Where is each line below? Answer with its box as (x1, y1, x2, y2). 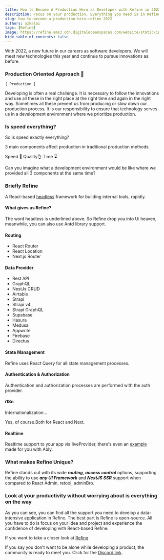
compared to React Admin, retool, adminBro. (5, 480, 95, 486)
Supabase (12, 312, 33, 318)
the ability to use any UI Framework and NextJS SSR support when (5, 475, 141, 481)
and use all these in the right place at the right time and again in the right (5, 96, 151, 101)
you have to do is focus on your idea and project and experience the (5, 520, 143, 526)
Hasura (12, 317, 27, 323)
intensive (5, 515, 23, 521)
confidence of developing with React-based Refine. (5, 525, 109, 531)
